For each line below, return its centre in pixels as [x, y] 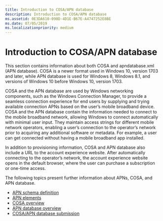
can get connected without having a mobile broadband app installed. [75, 138]
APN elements [27, 198]
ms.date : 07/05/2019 [26, 23]
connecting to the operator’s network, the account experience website [77, 158]
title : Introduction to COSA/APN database [49, 10]
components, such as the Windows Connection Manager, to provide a [76, 96]
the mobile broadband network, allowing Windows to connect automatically [82, 117]
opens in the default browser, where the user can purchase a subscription [80, 163]
